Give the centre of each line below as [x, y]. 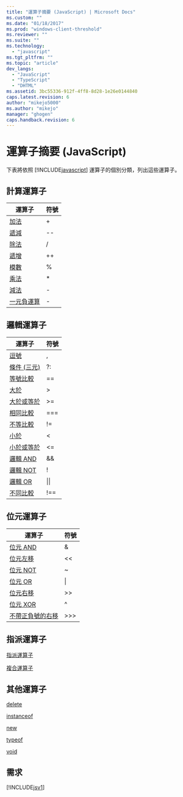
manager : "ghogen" [30, 114]
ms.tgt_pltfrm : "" [30, 57]
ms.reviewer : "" [27, 35]
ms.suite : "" [23, 40]
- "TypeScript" [31, 80]
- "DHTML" [24, 86]
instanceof [20, 716]
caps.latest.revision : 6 [38, 97]
